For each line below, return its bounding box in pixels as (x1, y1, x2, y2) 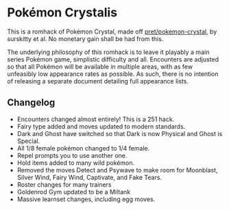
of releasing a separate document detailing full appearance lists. (7, 77, 189, 85)
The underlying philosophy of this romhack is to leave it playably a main (7, 48, 210, 56)
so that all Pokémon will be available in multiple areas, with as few (7, 62, 193, 70)
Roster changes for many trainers (16, 180, 112, 189)
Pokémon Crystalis (7, 5, 118, 21)
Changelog (7, 97, 56, 109)
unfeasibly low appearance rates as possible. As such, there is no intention (7, 70, 219, 78)
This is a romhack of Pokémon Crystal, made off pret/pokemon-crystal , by (7, 27, 217, 36)
